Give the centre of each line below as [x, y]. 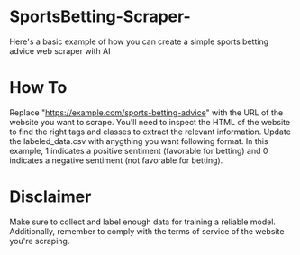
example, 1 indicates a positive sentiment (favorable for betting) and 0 [139, 150]
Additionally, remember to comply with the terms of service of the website [147, 231]
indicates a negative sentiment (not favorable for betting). [116, 160]
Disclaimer [50, 197]
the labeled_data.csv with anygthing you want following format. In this [139, 141]
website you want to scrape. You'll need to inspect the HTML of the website [150, 122]
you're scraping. [40, 241]
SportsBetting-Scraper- [100, 17]
